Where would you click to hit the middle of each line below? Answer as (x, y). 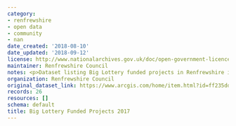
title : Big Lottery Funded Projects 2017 (69, 111)
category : (22, 14)
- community (25, 33)
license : (20, 59)
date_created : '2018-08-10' (48, 46)
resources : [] (28, 99)
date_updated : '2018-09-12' (48, 53)
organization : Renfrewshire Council (61, 79)
